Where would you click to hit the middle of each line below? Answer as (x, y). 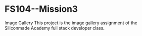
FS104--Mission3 (41, 9)
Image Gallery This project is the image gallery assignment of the (71, 23)
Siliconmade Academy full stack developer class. (55, 28)
